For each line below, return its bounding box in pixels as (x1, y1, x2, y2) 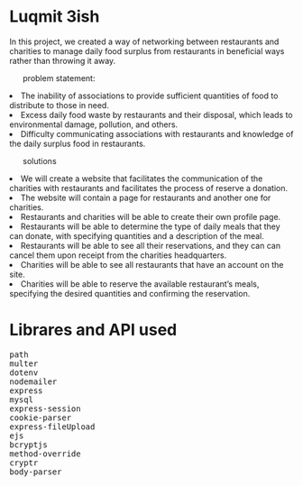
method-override (9, 448, 81, 459)
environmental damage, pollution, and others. (9, 119, 179, 130)
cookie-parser (9, 412, 72, 423)
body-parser (9, 466, 62, 477)
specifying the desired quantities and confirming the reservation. (9, 288, 251, 298)
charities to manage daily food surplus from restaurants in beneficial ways (9, 45, 285, 56)
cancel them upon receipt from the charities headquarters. (9, 250, 227, 261)
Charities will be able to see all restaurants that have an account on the (21, 259, 284, 270)
